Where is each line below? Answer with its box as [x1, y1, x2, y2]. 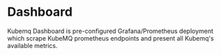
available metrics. [7, 41, 58, 49]
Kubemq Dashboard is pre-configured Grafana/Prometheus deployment [7, 27, 214, 35]
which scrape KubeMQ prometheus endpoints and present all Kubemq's [7, 34, 214, 42]
